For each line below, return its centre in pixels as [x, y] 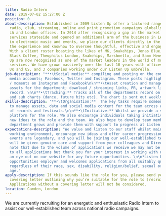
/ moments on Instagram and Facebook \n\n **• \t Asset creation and [78, 83]
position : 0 [17, 19]
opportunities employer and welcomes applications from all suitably [83, 161]
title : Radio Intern [26, 10]
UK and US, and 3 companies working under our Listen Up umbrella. [81, 70]
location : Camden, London [32, 189]
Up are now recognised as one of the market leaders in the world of [83, 60]
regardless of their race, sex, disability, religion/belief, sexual [83, 166]
